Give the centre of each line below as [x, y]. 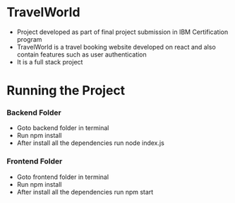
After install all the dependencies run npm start [85, 192]
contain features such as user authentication [82, 54]
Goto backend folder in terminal [63, 128]
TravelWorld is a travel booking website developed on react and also [116, 47]
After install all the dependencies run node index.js [91, 143]
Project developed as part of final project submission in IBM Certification [122, 32]
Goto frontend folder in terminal [63, 177]
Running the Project [66, 91]
